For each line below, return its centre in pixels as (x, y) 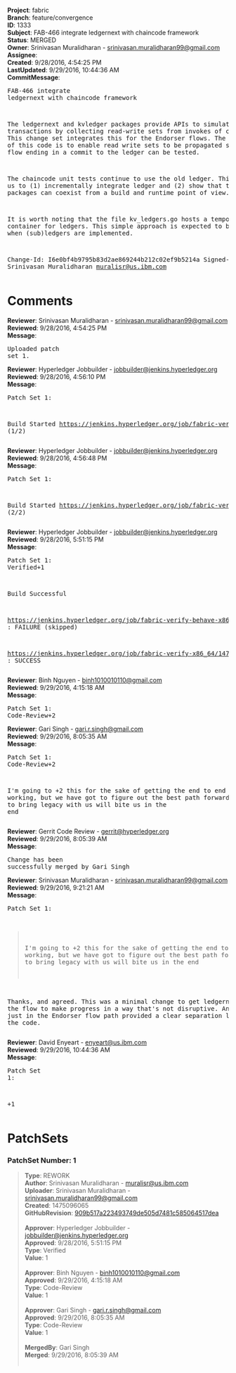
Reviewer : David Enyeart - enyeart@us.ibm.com (77, 1042)
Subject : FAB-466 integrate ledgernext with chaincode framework (103, 32)
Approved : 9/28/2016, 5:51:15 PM (73, 1243)
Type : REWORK (47, 1176)
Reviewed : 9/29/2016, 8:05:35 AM (57, 736)
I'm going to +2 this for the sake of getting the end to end (117, 790)
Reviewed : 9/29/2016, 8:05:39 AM (57, 838)
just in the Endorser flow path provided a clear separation (115, 1015)
